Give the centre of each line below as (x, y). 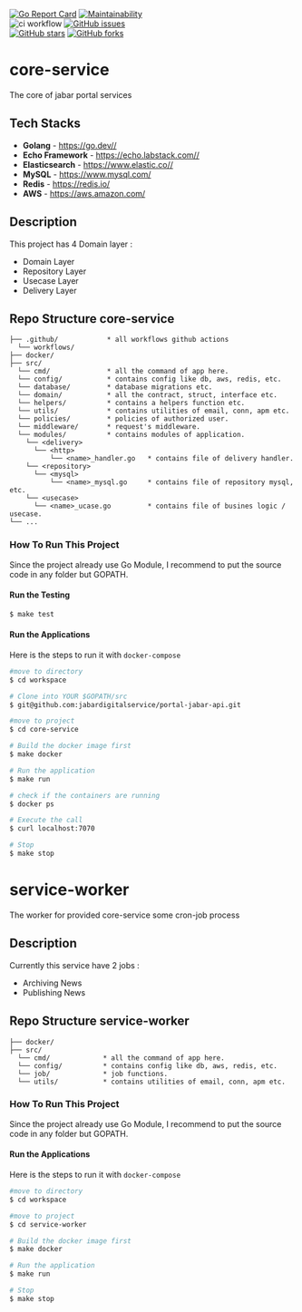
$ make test (32, 614)
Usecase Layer (50, 280)
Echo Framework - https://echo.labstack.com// (111, 155)
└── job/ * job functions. (93, 1074)
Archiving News (52, 983)
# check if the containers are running (85, 795)
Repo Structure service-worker (100, 1021)
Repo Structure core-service (92, 319)
